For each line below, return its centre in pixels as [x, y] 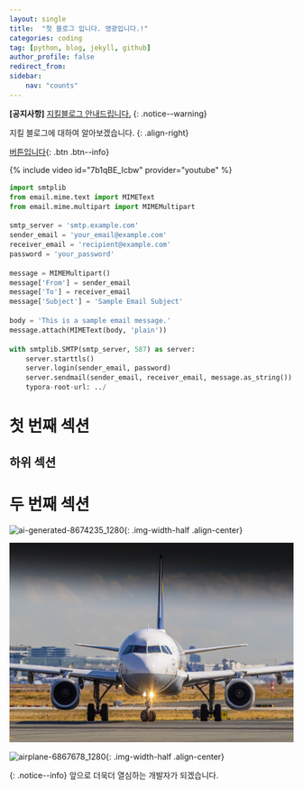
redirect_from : [38, 67]
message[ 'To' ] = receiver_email [70, 292]
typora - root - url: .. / [66, 388]
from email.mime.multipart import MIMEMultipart [102, 206]
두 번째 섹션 [50, 504]
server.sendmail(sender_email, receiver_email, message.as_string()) [159, 378]
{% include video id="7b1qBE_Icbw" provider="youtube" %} [121, 170]
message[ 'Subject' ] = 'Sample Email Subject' [96, 302]
